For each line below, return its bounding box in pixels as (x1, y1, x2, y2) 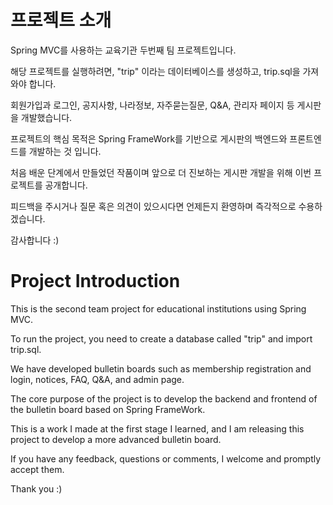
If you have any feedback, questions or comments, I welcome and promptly (10, 452, 322, 465)
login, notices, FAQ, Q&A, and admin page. (10, 373, 185, 385)
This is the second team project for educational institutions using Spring (10, 302, 307, 315)
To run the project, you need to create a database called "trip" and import (10, 332, 313, 345)
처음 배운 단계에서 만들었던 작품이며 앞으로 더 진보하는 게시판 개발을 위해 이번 (10, 166, 312, 178)
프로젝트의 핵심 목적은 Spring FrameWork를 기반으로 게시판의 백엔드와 (10, 132, 288, 145)
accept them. (10, 463, 65, 475)
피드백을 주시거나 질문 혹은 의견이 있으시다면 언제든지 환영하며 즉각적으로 (10, 200, 297, 212)
